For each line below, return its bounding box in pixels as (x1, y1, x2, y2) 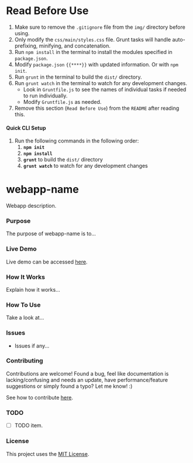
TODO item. (14, 422, 43, 429)
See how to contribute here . (6, 394, 73, 401)
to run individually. (23, 92, 68, 99)
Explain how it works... (6, 286, 60, 293)
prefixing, (14, 42, 38, 49)
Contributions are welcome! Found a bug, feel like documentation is (6, 370, 169, 377)
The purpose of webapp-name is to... (6, 230, 96, 237)
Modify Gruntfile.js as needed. (23, 98, 102, 105)
